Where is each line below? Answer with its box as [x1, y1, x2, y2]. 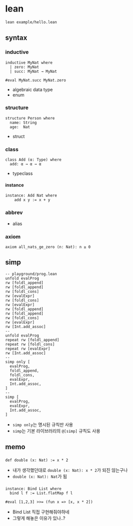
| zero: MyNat [10, 64, 39, 69]
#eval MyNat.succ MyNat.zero [5, 77, 66, 83]
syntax [5, 34, 28, 42]
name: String [10, 120, 37, 125]
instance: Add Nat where [5, 193, 57, 198]
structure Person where [5, 116, 55, 121]
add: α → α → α [10, 162, 42, 167]
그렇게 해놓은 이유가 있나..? [12, 515, 66, 521]
